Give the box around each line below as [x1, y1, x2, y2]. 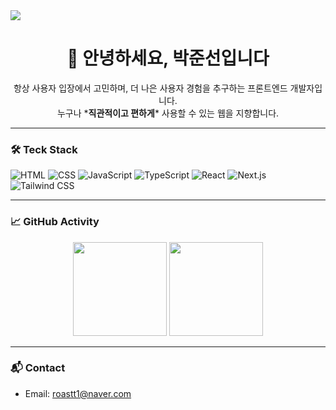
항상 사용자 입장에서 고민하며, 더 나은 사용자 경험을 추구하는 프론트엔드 [13, 82, 288, 94]
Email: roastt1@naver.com [24, 387, 132, 399]
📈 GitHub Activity [10, 215, 100, 229]
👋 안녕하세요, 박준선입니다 [66, 47, 270, 70]
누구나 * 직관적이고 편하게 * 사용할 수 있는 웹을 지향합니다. [56, 107, 280, 119]
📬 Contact [10, 361, 66, 375]
